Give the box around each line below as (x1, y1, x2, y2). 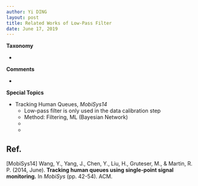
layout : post (6, 14, 39, 21)
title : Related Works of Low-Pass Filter (6, 20, 112, 26)
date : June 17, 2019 (6, 25, 59, 32)
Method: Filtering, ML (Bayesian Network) (24, 114, 129, 121)
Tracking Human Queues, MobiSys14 (14, 101, 107, 108)
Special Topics (6, 89, 44, 97)
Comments (6, 66, 35, 73)
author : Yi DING (6, 8, 47, 15)
